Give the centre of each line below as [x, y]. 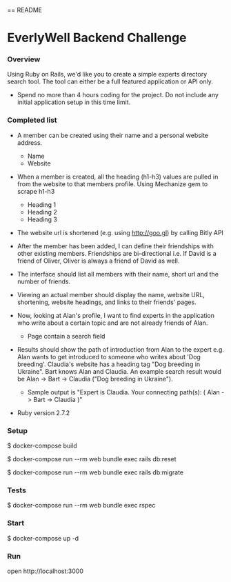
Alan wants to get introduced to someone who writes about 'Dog [109, 357]
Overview [24, 59]
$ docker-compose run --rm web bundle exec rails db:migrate [96, 472]
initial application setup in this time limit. [74, 102]
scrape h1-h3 [36, 191]
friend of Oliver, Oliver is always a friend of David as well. [98, 261]
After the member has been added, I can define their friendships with [115, 246]
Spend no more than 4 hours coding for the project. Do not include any [118, 95]
